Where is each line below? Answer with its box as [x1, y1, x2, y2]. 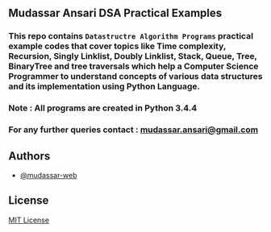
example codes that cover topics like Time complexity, [8, 40, 227, 52]
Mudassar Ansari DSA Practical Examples [8, 6, 223, 20]
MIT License [8, 215, 50, 225]
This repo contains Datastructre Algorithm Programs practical [8, 31, 254, 42]
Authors [8, 149, 51, 163]
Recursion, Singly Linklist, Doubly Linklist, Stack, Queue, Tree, [8, 51, 257, 62]
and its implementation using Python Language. [8, 81, 200, 92]
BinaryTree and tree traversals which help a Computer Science [8, 60, 259, 72]
